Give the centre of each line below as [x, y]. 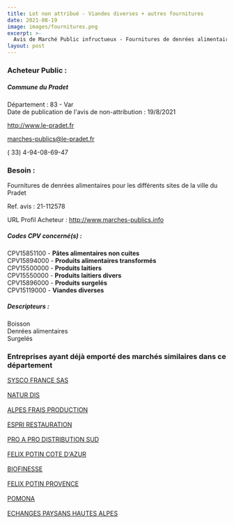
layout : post [26, 46]
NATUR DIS [24, 395]
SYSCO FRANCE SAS [38, 381]
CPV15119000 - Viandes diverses [56, 290]
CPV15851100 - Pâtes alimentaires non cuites [73, 253]
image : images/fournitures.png [53, 26]
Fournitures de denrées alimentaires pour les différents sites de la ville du [112, 186]
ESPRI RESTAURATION [40, 424]
